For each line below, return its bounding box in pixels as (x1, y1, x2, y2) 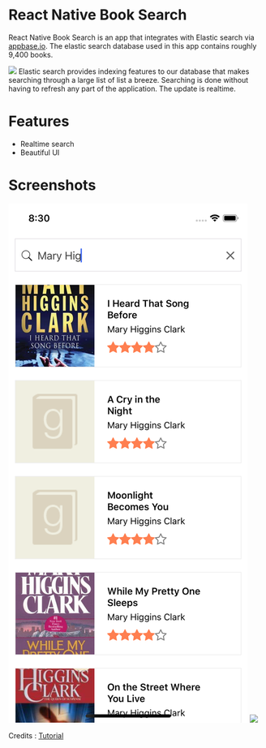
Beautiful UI (19, 148, 60, 157)
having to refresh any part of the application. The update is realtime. (8, 84, 237, 93)
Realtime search (19, 139, 75, 148)
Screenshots (8, 176, 97, 195)
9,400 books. (8, 49, 54, 59)
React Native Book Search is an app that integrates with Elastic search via (8, 32, 255, 42)
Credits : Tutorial (8, 730, 64, 740)
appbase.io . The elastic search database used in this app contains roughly (8, 41, 257, 50)
